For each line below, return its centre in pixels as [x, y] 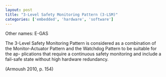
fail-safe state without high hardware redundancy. [57, 59]
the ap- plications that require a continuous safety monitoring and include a [83, 54]
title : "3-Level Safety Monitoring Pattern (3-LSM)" [62, 15]
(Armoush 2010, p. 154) [29, 69]
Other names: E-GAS [27, 34]
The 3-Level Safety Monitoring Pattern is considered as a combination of [81, 43]
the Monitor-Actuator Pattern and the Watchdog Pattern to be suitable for [81, 49]
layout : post [19, 10]
